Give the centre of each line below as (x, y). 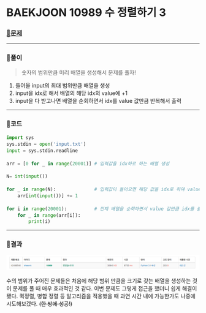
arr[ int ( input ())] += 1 (48, 196)
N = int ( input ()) (27, 176)
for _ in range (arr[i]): (49, 215)
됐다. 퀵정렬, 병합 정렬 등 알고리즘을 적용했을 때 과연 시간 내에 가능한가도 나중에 (101, 296)
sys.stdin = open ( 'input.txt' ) (46, 144)
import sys (20, 138)
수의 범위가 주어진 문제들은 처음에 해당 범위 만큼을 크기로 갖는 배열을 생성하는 (99, 281)
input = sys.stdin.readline (42, 151)
